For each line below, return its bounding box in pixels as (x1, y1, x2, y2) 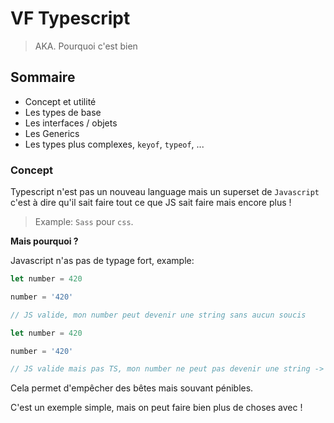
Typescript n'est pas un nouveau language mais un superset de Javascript (10, 186, 320, 198)
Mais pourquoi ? (10, 235, 79, 247)
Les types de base (24, 106, 102, 118)
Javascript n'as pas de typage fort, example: (10, 255, 195, 267)
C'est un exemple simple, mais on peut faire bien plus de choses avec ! (10, 402, 303, 414)
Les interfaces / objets (24, 117, 118, 129)
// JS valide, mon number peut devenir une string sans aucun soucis (10, 310, 307, 320)
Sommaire (10, 69, 76, 86)
